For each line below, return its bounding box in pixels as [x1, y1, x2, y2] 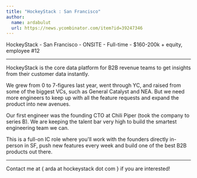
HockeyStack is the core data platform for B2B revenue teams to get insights [6, 64, 191, 71]
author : [6, 14, 25, 20]
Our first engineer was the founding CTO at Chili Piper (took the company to [6, 112, 189, 119]
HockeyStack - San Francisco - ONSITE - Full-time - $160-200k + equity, [6, 41, 183, 48]
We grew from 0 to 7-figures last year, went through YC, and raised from [6, 82, 181, 89]
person [6, 142, 23, 149]
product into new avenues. [6, 100, 70, 108]
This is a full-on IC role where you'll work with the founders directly [6, 136, 169, 143]
